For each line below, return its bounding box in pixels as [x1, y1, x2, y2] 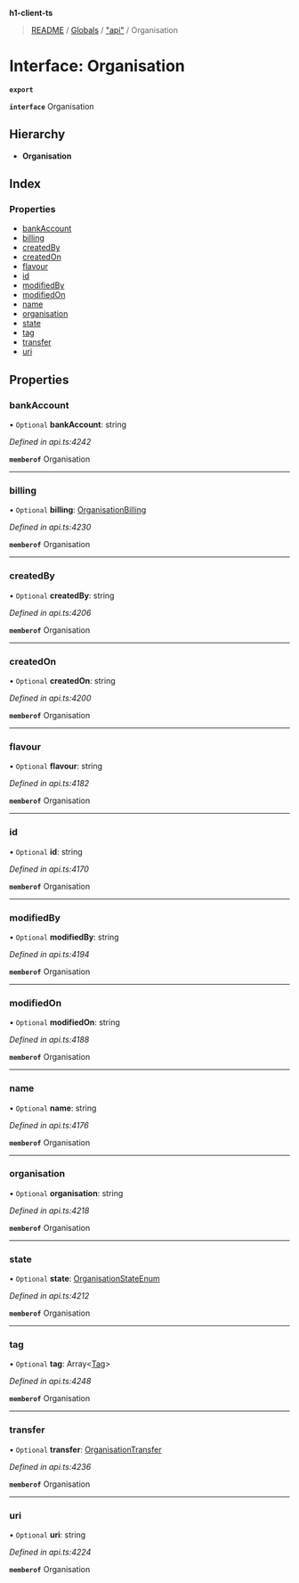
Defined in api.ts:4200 [9, 693, 92, 703]
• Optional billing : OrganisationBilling [9, 504, 147, 515]
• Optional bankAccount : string [9, 419, 127, 431]
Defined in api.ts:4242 [9, 437, 92, 447]
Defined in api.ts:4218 [9, 1205, 90, 1216]
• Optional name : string [9, 1103, 97, 1113]
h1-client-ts [9, 8, 53, 18]
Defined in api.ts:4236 [9, 1461, 92, 1472]
